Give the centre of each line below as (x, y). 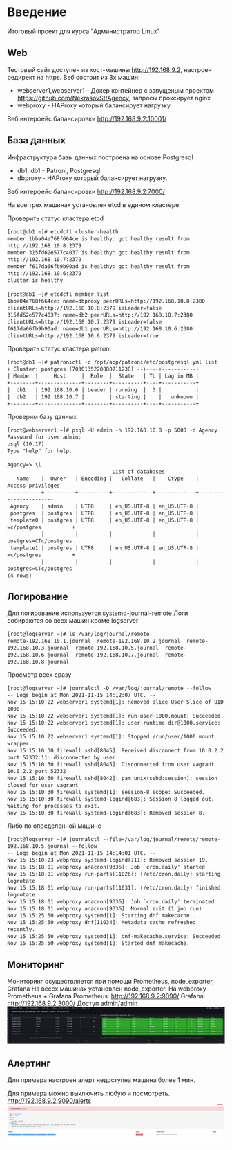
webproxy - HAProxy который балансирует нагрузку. (95, 105)
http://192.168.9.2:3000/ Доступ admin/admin (72, 1003)
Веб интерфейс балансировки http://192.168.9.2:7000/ (86, 191)
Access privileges (33, 486)
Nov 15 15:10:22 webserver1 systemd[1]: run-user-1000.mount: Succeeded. (116, 716)
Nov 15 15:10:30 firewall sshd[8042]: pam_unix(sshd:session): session (112, 779)
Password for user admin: (44, 437)
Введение (37, 12)
